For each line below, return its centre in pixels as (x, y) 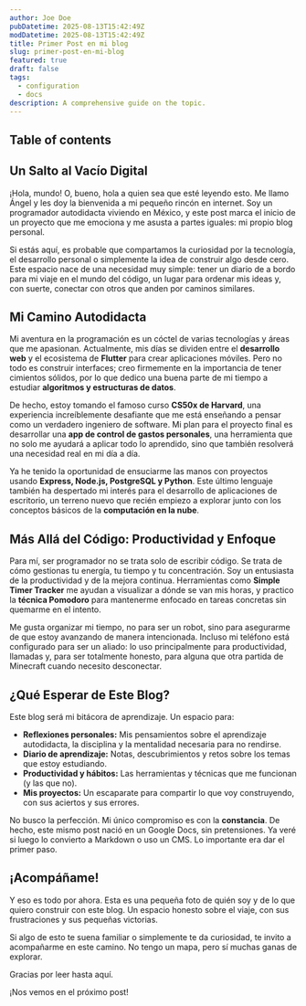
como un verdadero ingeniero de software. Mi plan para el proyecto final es (151, 425)
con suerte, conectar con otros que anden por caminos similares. (132, 288)
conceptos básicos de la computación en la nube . (104, 510)
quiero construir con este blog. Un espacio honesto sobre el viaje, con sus (149, 909)
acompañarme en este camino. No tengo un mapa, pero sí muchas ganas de (153, 947)
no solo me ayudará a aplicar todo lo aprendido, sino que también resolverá (152, 444)
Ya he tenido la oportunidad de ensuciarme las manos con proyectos (139, 471)
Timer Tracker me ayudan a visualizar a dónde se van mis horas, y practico (152, 590)
